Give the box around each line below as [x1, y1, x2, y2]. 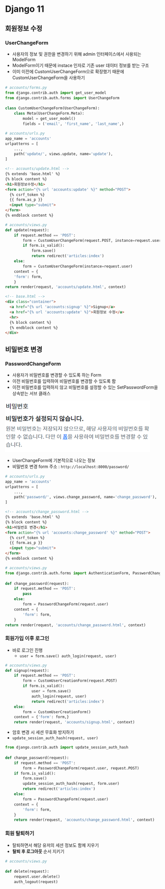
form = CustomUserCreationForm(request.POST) [23, 678, 118, 684]
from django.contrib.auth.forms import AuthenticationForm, [5, 571, 131, 575]
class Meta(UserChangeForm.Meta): [14, 111, 84, 116]
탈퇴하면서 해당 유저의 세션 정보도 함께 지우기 [12, 842, 99, 848]
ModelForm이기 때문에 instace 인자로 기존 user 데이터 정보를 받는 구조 [12, 62, 149, 68]
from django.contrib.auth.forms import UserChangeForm [5, 95, 120, 100]
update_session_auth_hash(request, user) [12, 736, 98, 741]
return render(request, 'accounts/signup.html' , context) [14, 720, 135, 725]
